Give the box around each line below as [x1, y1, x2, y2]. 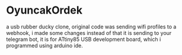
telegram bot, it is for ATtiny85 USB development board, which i [6, 35, 161, 43]
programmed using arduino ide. [6, 42, 83, 49]
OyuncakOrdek [6, 4, 83, 17]
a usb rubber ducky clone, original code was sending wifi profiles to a [6, 23, 177, 30]
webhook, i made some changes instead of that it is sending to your [6, 29, 172, 36]
